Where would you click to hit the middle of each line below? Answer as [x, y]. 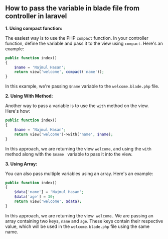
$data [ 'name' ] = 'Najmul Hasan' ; [49, 192]
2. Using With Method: [29, 96]
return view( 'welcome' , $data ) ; [48, 202]
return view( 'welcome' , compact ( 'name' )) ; [59, 72]
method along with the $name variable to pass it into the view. [69, 154]
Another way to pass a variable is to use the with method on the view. [77, 106]
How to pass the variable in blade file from [72, 8]
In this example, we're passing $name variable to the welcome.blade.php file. [82, 86]
